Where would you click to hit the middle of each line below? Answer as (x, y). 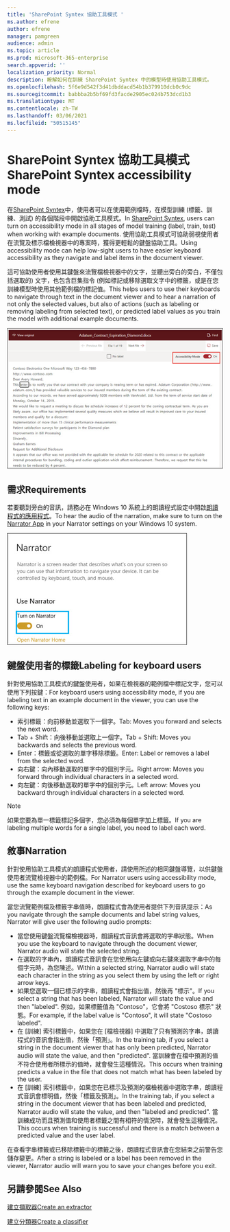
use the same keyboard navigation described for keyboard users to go (106, 885)
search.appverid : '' (37, 65)
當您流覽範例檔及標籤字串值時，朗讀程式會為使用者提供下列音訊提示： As (110, 907)
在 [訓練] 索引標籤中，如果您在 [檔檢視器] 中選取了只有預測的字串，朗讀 (118, 1031)
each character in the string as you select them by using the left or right (118, 975)
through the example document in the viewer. (71, 892)
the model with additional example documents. (73, 318)
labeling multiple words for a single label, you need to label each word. (106, 828)
